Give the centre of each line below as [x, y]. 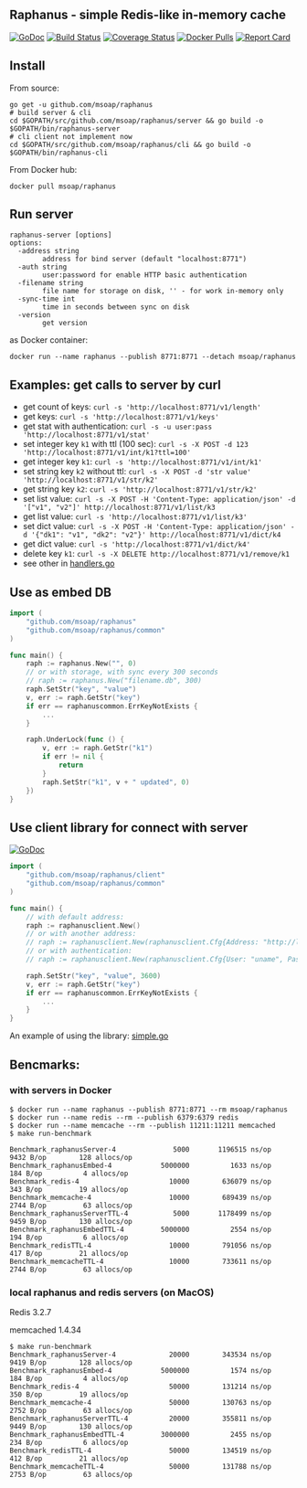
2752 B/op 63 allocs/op [71, 1411]
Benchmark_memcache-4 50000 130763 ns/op [141, 1403]
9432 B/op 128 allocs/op [71, 1157]
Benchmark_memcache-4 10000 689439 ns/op [141, 1197]
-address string [48, 251]
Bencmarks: [45, 1064]
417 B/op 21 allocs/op [69, 1253]
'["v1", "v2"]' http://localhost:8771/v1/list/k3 [119, 508]
